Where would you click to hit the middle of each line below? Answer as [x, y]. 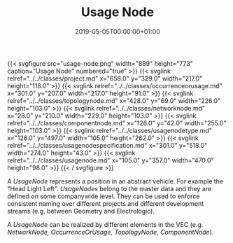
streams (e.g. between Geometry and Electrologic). [81, 211]
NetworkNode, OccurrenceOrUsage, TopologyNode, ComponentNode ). [111, 232]
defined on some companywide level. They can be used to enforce [104, 196]
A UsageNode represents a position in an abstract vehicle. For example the [115, 181]
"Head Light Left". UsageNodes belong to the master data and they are [110, 188]
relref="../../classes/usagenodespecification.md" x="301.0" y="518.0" [107, 145]
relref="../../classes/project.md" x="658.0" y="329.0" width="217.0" [105, 78]
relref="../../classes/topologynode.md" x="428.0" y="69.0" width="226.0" [114, 100]
